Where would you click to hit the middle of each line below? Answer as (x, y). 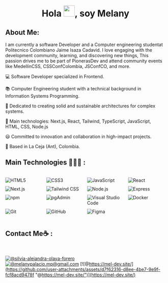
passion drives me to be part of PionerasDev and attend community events (84, 61)
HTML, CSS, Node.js (27, 127)
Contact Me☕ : (29, 234)
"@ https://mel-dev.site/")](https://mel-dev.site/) (86, 275)
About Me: (22, 32)
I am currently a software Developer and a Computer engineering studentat (84, 44)
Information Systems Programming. (43, 96)
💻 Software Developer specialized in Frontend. (55, 76)
